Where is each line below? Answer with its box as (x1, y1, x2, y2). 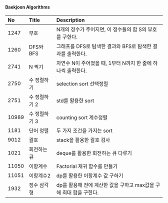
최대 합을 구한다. (62, 189, 99, 196)
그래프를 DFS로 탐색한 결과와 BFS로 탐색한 (56, 43, 151, 50)
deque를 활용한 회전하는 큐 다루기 (56, 150, 132, 157)
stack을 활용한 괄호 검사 (56, 136, 110, 143)
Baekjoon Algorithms (5, 4, 50, 10)
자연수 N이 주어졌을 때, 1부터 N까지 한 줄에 (56, 60, 152, 67)
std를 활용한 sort (56, 97, 94, 104)
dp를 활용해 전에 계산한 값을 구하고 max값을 (56, 181, 154, 188)
